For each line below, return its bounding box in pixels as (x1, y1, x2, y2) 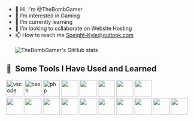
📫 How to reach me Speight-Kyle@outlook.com (14, 32, 134, 38)
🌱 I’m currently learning (14, 19, 73, 25)
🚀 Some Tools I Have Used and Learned (6, 63, 157, 74)
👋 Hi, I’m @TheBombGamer (14, 6, 83, 13)
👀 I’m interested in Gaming (14, 12, 80, 19)
